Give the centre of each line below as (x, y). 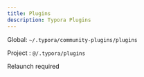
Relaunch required (34, 66)
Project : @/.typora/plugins (46, 53)
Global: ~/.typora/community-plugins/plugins (72, 39)
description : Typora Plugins (49, 20)
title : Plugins (29, 13)
